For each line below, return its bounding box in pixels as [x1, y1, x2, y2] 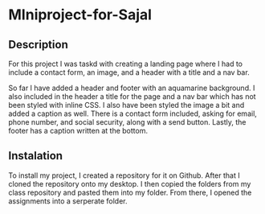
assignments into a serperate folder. [8, 195, 128, 206]
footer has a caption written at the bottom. [8, 126, 149, 135]
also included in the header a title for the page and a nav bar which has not [8, 92, 256, 101]
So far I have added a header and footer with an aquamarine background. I [8, 83, 255, 93]
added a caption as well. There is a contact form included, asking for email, [8, 109, 257, 118]
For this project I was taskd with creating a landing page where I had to [8, 59, 243, 68]
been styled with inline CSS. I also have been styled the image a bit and [8, 101, 245, 109]
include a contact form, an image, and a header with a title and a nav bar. [8, 68, 251, 77]
